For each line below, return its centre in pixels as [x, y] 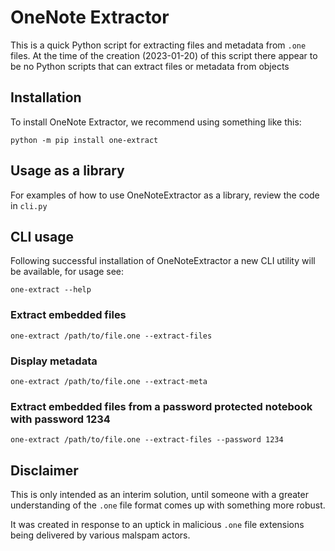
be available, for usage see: [67, 272]
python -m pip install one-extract [84, 140]
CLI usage [42, 236]
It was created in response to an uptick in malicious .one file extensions [157, 525]
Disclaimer [44, 470]
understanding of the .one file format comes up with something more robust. [168, 505]
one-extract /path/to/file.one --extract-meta [109, 381]
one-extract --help [51, 290]
